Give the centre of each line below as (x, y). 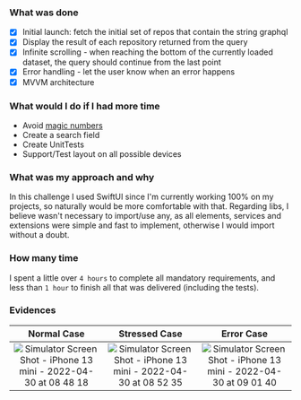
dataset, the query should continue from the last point (121, 62)
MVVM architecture (58, 82)
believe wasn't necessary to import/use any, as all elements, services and (146, 216)
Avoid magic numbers (62, 125)
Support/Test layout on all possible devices (102, 153)
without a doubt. (39, 235)
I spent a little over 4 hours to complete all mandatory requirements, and (142, 278)
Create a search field (61, 135)
